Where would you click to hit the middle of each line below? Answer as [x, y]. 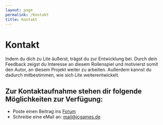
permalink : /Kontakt [27, 15]
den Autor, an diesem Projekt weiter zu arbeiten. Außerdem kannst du [78, 70]
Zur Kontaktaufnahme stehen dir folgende [74, 91]
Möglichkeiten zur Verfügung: [54, 99]
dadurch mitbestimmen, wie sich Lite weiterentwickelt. [62, 75]
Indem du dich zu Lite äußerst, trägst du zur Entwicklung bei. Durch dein [81, 59]
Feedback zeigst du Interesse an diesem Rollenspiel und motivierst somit [82, 64]
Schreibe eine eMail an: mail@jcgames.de [57, 117]
